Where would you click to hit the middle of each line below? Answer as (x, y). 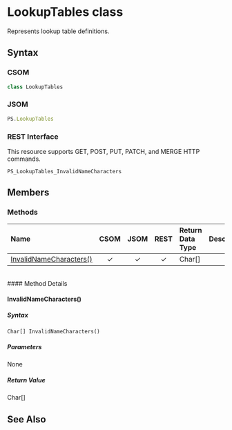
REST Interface (33, 137)
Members (28, 193)
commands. (24, 159)
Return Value (27, 380)
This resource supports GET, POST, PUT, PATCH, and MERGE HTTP (104, 151)
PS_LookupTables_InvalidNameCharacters (65, 171)
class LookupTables (35, 87)
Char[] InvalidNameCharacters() (54, 332)
